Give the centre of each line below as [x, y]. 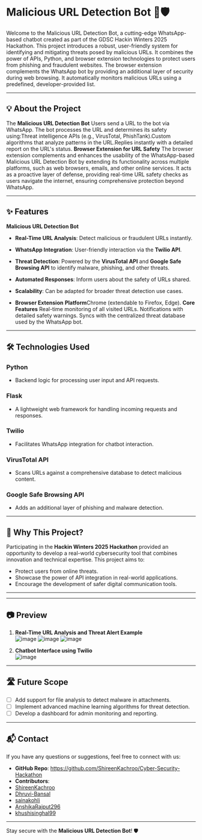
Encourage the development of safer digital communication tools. [96, 584]
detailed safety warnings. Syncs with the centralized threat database [100, 315]
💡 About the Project [44, 109]
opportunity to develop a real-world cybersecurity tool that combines [92, 553]
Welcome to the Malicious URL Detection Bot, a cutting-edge [82, 33]
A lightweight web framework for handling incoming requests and [96, 409]
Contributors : [32, 781]
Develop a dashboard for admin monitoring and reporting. [86, 713]
